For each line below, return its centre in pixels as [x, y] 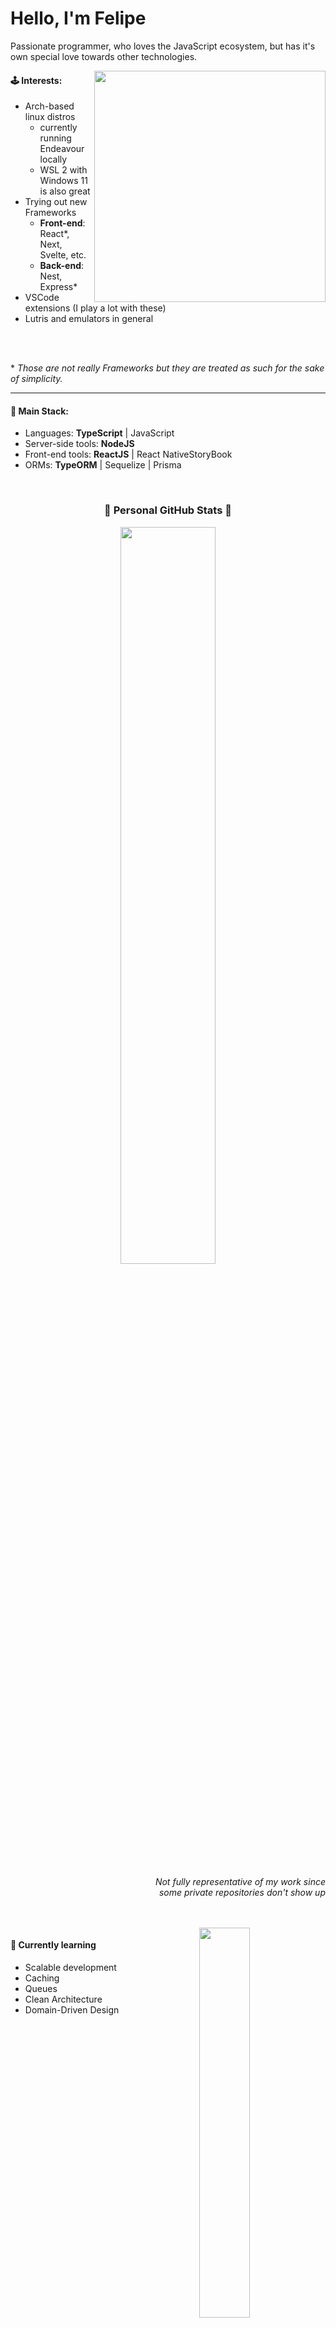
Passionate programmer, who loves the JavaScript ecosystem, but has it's [163, 46]
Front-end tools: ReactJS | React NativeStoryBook [128, 454]
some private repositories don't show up [242, 1892]
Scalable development [70, 1967]
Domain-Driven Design [72, 2009]
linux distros [50, 117]
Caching [42, 1978]
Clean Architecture [63, 1999]
